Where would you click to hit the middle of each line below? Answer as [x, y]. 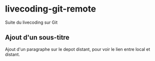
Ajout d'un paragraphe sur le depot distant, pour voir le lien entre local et [77, 49]
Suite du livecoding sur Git [31, 22]
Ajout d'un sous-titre [37, 38]
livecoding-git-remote [51, 9]
